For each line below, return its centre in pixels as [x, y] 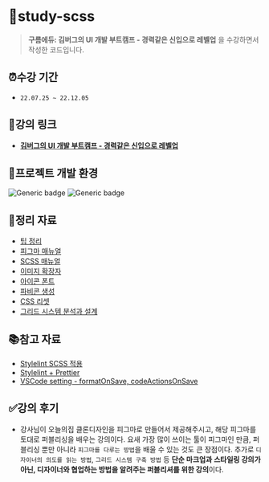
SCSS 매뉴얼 [40, 261]
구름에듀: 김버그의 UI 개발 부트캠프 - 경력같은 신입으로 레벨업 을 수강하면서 [143, 39]
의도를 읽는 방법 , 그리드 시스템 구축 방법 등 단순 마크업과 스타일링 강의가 [153, 459]
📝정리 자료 [33, 220]
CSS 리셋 [35, 301]
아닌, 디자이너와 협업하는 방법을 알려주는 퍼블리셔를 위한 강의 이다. [122, 469]
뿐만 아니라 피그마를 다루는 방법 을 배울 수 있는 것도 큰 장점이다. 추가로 [148, 449]
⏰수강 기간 [33, 78]
